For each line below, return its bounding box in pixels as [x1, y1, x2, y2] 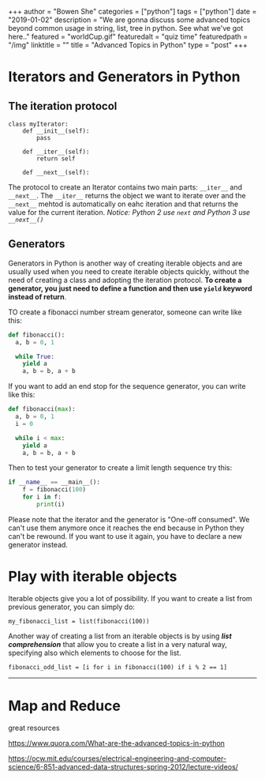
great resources [8, 723, 61, 732]
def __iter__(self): [22, 148, 90, 156]
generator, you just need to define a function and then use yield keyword [8, 284, 252, 293]
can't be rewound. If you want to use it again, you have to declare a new [8, 531, 243, 540]
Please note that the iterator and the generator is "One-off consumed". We [8, 514, 250, 524]
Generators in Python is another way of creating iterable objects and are [8, 258, 243, 268]
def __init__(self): [22, 127, 90, 135]
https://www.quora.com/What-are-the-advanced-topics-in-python [8, 738, 225, 747]
